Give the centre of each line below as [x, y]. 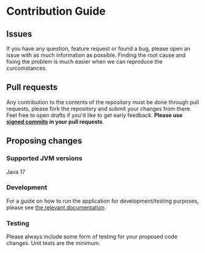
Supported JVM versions [44, 159]
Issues [19, 34]
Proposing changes [44, 141]
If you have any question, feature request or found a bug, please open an [99, 48]
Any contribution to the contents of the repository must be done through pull [103, 102]
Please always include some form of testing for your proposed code [92, 236]
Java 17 [16, 172]
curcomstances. [27, 68]
